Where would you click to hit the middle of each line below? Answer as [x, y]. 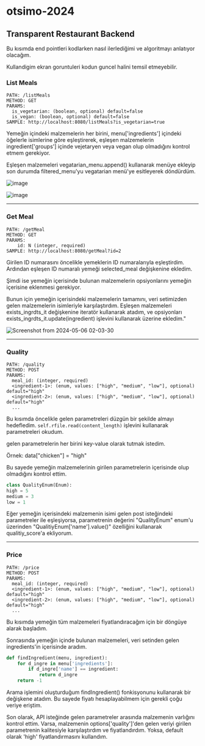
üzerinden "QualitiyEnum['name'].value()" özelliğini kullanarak [84, 527]
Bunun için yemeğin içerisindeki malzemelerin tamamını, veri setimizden [97, 299]
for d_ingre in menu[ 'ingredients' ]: [65, 663]
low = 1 [16, 502]
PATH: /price [23, 567]
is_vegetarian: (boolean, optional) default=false [77, 111]
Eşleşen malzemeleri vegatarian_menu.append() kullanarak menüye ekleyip [101, 165]
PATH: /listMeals [28, 95]
